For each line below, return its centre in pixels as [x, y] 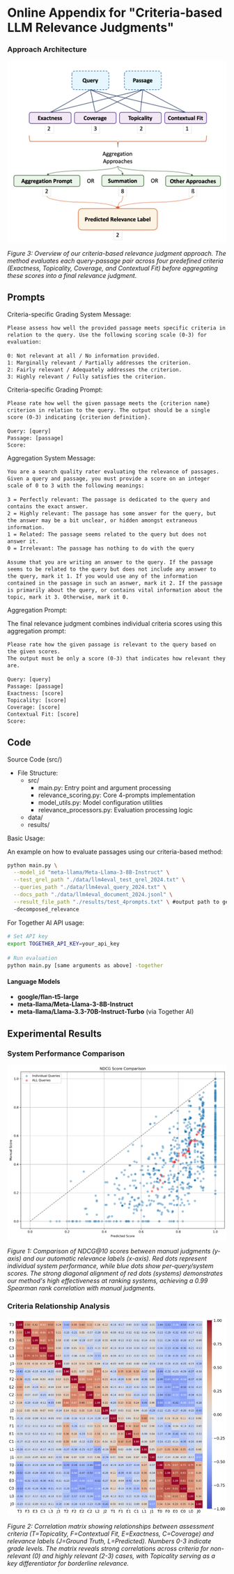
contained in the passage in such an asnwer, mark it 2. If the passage [115, 583]
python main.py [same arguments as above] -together [85, 966]
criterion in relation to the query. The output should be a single [109, 410]
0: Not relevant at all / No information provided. [84, 356]
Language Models [34, 981]
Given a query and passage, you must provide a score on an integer [109, 479]
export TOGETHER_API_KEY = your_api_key [63, 943]
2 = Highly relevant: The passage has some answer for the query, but [112, 514]
